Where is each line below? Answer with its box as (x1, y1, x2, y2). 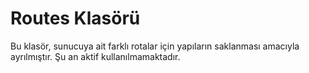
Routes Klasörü (10, 7, 141, 30)
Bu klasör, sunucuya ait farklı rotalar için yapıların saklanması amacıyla (10, 40, 300, 52)
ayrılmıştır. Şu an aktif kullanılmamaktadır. (10, 50, 181, 62)
